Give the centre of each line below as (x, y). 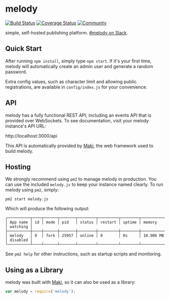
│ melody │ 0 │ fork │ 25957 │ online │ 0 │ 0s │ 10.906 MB (85, 236)
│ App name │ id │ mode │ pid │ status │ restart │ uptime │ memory (81, 222)
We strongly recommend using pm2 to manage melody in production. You (81, 179)
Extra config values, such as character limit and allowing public (71, 81)
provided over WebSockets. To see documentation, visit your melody (77, 120)
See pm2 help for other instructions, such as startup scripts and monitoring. (83, 254)
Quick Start (24, 49)
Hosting (18, 167)
